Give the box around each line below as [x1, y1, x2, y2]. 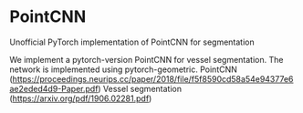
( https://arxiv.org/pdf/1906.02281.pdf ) [9, 93, 152, 104]
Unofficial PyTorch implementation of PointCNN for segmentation [9, 36, 255, 47]
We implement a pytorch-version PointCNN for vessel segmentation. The [9, 54, 284, 65]
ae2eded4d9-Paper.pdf [9, 83, 99, 94]
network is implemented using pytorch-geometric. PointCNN [9, 64, 237, 75]
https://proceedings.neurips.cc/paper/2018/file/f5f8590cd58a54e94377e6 [12, 73, 294, 84]
